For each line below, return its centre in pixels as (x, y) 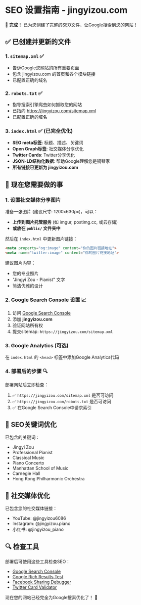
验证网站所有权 (27, 325)
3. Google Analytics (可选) (37, 345)
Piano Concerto (28, 463)
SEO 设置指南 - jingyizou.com (66, 10)
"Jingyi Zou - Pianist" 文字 (39, 279)
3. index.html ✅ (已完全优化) (39, 131)
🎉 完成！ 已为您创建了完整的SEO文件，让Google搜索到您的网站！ (71, 25)
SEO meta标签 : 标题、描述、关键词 (47, 143)
